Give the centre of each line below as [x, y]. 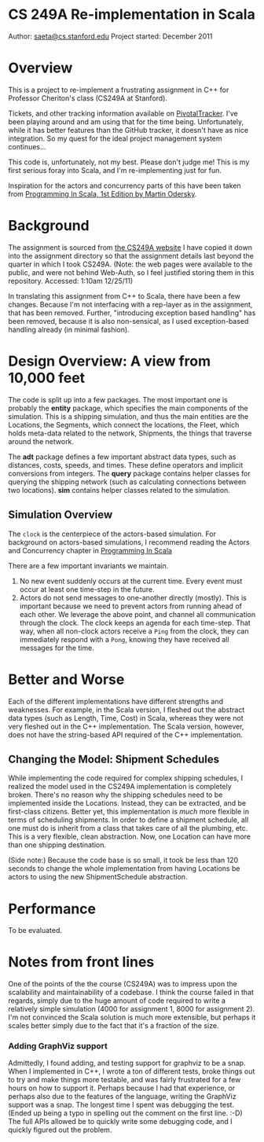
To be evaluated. [35, 931]
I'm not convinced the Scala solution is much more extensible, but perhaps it [132, 1017]
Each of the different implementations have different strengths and [116, 701]
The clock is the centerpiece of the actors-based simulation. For [112, 534]
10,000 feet [47, 378]
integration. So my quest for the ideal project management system [115, 138]
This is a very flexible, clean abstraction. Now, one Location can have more [130, 837]
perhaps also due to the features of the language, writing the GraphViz [123, 1096]
